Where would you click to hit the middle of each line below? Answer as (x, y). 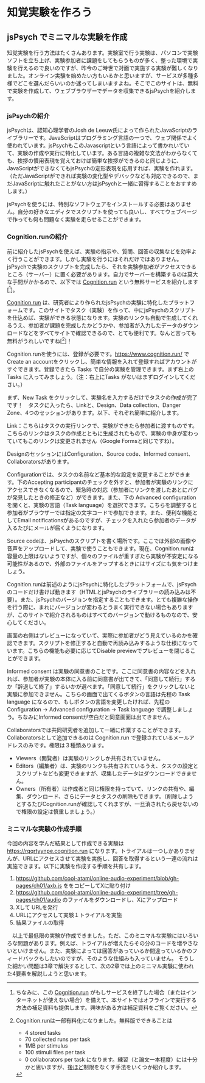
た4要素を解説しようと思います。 (48, 974)
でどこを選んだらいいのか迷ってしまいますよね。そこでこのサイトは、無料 (105, 83)
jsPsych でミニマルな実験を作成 (67, 37)
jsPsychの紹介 (28, 115)
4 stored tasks (43, 1033)
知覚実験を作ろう (50, 13)
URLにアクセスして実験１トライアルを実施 (69, 915)
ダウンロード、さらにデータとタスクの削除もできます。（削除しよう (110, 796)
